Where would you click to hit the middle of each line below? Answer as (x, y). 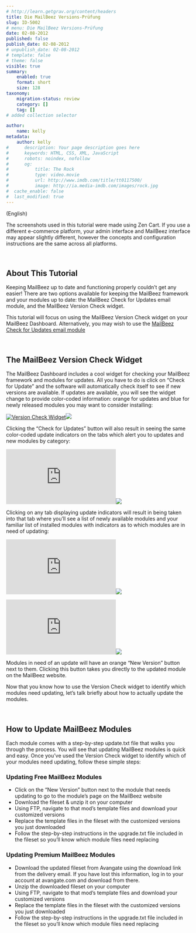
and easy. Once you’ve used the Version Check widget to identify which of (96, 755)
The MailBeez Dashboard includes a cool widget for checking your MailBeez (98, 374)
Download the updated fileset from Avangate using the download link (98, 868)
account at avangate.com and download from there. (77, 880)
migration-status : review (48, 99)
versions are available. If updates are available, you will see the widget (91, 393)
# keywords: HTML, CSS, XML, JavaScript (62, 153)
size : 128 (29, 88)
